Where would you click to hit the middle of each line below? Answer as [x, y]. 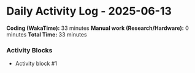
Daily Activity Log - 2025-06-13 [89, 11]
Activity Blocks [29, 50]
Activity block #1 [36, 64]
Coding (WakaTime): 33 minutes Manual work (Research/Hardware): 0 [97, 28]
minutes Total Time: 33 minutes [47, 34]
